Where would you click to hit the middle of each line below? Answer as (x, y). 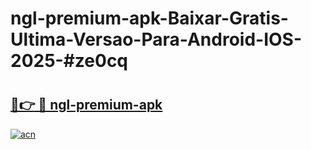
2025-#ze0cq (69, 61)
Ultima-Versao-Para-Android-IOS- (156, 39)
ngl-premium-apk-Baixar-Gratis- (149, 18)
